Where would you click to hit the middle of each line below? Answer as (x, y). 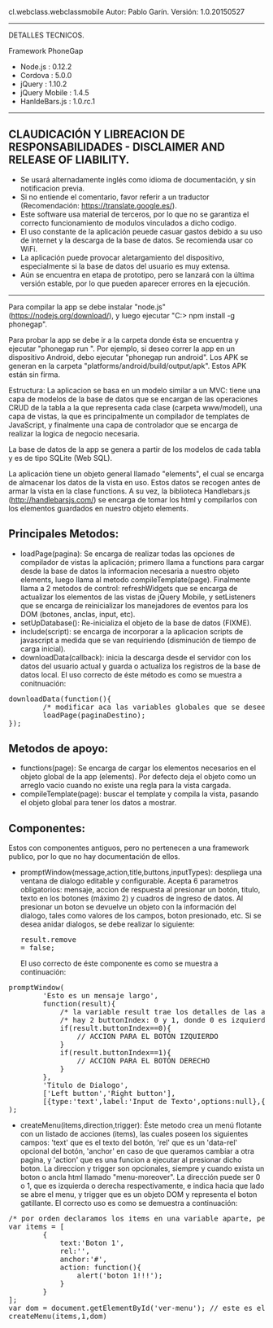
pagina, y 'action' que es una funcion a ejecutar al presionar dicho (131, 1160)
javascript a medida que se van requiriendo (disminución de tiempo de (138, 640)
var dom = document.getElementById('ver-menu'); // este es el (137, 1308)
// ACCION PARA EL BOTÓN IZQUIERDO (148, 1037)
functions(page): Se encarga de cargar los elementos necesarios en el (138, 768)
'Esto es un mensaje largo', (101, 996)
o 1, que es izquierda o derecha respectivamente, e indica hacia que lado (142, 1186)
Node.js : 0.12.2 (46, 67)
